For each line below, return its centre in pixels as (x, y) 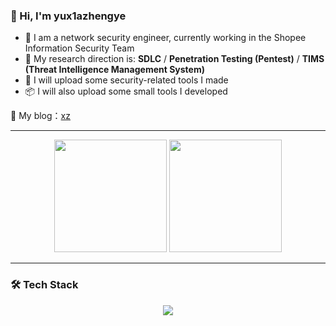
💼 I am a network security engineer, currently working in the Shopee (165, 38)
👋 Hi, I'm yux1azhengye (68, 16)
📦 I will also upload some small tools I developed (126, 91)
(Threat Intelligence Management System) (114, 70)
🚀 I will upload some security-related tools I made (126, 80)
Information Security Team (79, 48)
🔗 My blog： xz (40, 116)
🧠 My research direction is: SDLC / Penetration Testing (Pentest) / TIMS (174, 59)
